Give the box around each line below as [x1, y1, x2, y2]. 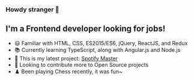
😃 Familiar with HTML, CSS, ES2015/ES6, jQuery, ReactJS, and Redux [14, 39, 188, 46]
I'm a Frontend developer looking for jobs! [5, 24, 166, 34]
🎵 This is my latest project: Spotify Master [14, 55, 118, 62]
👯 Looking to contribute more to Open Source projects [14, 61, 149, 68]
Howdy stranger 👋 [5, 5, 59, 14]
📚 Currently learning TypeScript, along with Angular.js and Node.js [14, 46, 181, 53]
